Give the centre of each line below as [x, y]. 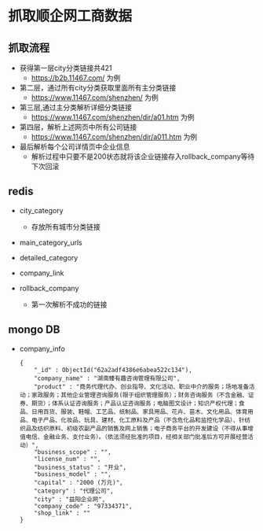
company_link [42, 273]
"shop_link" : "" [62, 513]
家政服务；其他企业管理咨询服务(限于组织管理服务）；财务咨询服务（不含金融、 [140, 395]
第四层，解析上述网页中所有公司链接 [78, 127]
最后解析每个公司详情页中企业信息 [75, 147]
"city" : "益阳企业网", [70, 499]
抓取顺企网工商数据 [70, 16]
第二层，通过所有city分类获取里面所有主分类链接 [98, 88]
